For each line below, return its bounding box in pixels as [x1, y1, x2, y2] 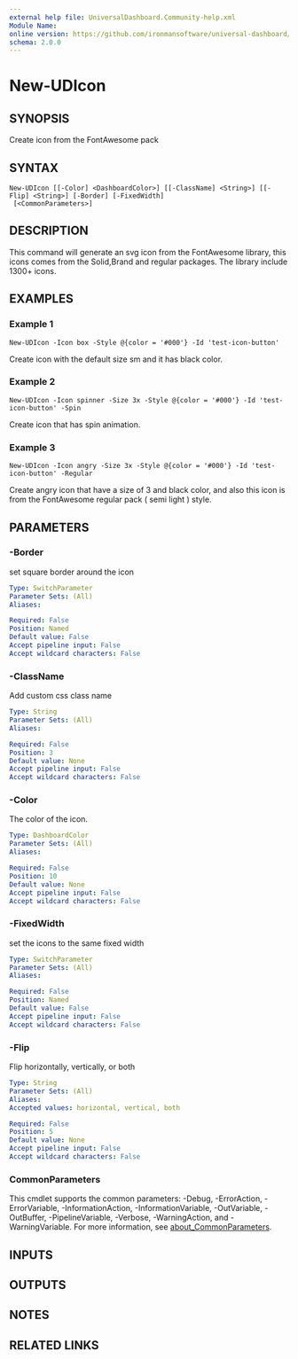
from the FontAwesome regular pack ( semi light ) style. [9, 494, 212, 505]
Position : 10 [9, 871, 58, 880]
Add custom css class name [9, 691, 113, 701]
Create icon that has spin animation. [9, 418, 141, 430]
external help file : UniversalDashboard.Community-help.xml [9, 12, 237, 22]
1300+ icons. [9, 265, 57, 276]
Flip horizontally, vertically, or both [9, 1061, 136, 1073]
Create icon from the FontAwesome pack [9, 135, 160, 145]
